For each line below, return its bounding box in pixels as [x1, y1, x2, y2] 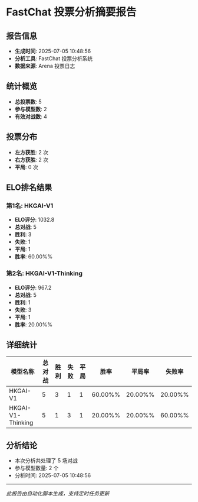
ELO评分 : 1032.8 [14, 216, 55, 224]
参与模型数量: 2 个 [14, 465, 59, 472]
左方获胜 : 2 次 [14, 148, 49, 156]
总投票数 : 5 [14, 98, 42, 105]
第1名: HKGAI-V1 [6, 202, 54, 210]
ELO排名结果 [6, 183, 52, 193]
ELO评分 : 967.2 [14, 284, 52, 291]
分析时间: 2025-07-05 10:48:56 [14, 472, 91, 479]
